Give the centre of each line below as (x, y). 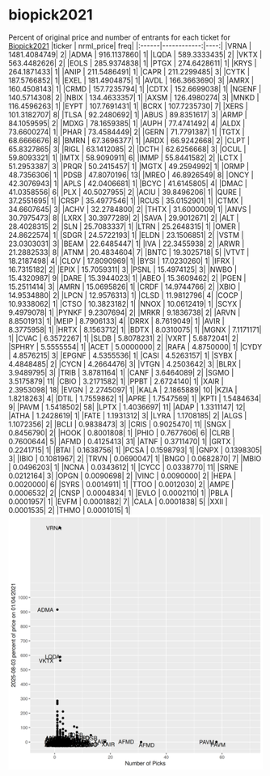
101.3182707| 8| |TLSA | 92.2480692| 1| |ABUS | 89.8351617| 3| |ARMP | (128, 114)
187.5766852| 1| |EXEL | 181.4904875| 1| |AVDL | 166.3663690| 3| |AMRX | (131, 80)
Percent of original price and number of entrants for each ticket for (119, 37)
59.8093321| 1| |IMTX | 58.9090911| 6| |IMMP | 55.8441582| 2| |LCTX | (125, 157)
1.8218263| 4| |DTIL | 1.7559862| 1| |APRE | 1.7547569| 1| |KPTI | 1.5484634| (135, 398)
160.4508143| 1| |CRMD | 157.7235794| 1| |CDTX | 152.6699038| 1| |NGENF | (135, 89)
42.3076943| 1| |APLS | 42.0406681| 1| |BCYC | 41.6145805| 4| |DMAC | (128, 183)
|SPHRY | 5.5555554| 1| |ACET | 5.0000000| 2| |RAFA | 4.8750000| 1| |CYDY (135, 346)
